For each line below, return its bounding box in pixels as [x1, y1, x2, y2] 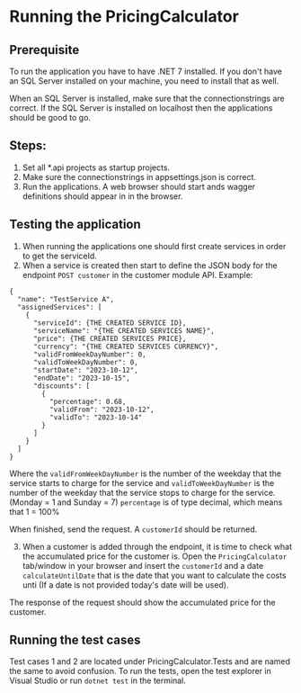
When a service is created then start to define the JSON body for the [22, 259, 278, 271]
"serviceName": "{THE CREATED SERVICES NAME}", [32, 326, 216, 335]
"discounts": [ [32, 381, 91, 391]
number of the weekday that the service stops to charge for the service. [9, 487, 276, 498]
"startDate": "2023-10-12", [32, 365, 139, 374]
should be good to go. [9, 112, 92, 122]
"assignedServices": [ [17, 302, 102, 311]
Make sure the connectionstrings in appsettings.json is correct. [22, 171, 257, 182]
